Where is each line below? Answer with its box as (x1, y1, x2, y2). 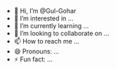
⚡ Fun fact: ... (13, 55, 53, 63)
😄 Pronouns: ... (13, 47, 60, 56)
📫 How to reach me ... (13, 37, 79, 45)
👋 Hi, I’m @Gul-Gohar (13, 7, 77, 15)
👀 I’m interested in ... (13, 14, 74, 23)
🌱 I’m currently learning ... (13, 22, 89, 30)
